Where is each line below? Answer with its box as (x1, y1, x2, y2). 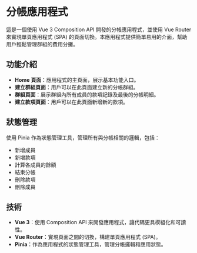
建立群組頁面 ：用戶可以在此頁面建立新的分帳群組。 (14, 84, 139, 91)
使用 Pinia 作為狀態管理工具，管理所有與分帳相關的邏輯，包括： (6, 134, 160, 141)
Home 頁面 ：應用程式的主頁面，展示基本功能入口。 (14, 76, 139, 83)
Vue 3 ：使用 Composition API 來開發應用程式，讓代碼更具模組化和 (14, 219, 176, 226)
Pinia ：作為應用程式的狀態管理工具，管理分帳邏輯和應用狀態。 (14, 241, 166, 248)
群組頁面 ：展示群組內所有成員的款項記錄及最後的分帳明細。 (14, 91, 159, 98)
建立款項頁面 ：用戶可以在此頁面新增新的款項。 (14, 98, 128, 105)
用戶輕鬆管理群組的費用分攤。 (6, 41, 78, 48)
